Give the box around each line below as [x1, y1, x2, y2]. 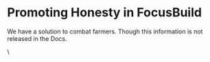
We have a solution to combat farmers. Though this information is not [7, 27, 203, 35]
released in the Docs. [7, 34, 67, 42]
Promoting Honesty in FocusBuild [7, 5, 202, 20]
